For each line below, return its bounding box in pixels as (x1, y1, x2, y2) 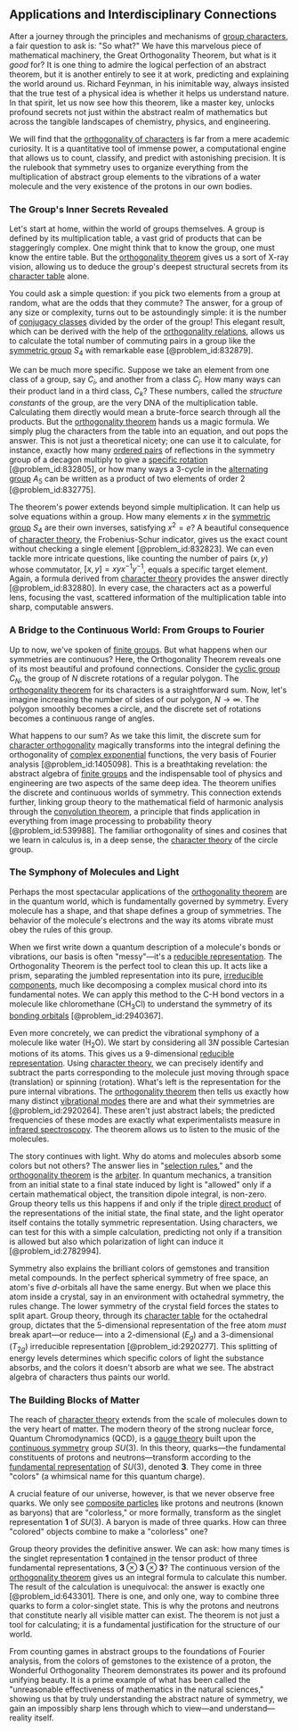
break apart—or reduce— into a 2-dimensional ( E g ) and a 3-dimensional (9, 1330, 274, 1342)
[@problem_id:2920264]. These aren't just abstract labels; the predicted (9, 1106, 276, 1116)
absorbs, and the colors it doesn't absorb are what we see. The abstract (9, 1362, 274, 1372)
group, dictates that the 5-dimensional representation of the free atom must (9, 1320, 287, 1330)
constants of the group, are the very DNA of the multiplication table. (9, 397, 258, 408)
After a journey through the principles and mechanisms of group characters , (9, 30, 289, 41)
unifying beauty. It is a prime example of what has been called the (9, 1675, 251, 1686)
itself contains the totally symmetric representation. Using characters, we (9, 1217, 279, 1228)
